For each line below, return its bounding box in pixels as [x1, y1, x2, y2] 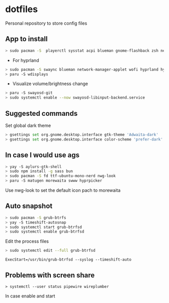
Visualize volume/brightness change [12, 81, 89, 87]
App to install [5, 35, 48, 43]
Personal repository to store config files [5, 20, 88, 26]
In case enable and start [5, 293, 55, 299]
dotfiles [5, 4, 38, 15]
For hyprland [12, 57, 39, 63]
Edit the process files [5, 238, 49, 245]
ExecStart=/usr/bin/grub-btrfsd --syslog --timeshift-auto [5, 257, 132, 262]
